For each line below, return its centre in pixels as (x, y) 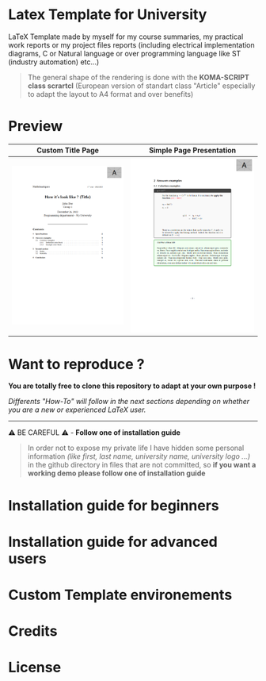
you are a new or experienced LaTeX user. (77, 410)
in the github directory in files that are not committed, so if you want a (142, 465)
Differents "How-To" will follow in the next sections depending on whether (129, 402)
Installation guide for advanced (113, 542)
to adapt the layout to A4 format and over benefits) (110, 94)
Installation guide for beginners (114, 505)
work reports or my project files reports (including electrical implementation (131, 44)
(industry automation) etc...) (54, 62)
